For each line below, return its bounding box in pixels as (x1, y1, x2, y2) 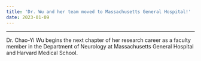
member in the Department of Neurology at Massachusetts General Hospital (6, 42, 194, 50)
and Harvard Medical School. (6, 49, 78, 56)
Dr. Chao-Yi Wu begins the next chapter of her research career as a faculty (6, 36, 191, 44)
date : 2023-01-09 (6, 14, 50, 20)
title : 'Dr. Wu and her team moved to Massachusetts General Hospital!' (6, 8, 191, 15)
